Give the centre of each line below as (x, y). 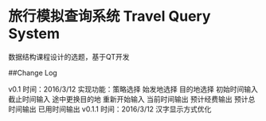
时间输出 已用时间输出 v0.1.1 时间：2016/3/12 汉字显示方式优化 (110, 109)
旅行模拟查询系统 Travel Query (110, 16)
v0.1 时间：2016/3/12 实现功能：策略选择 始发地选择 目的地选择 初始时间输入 (133, 89)
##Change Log (33, 72)
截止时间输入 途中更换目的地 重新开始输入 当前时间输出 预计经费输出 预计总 (132, 99)
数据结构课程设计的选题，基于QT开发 (69, 57)
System (34, 34)
